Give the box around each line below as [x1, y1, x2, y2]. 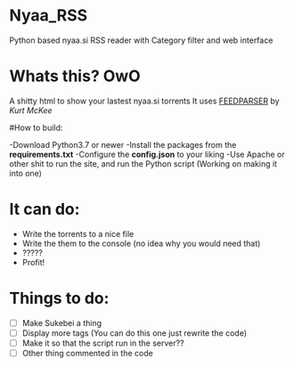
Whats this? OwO [9, 66, 141, 86]
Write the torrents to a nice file [21, 228, 135, 239]
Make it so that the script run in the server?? [21, 338, 184, 348]
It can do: [9, 200, 80, 219]
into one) [9, 167, 43, 178]
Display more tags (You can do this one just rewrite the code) [21, 327, 248, 338]
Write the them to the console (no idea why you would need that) [21, 238, 261, 249]
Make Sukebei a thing [21, 317, 102, 328]
